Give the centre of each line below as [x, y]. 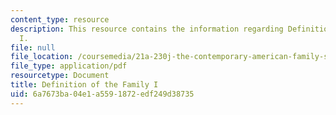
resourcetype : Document [60, 76]
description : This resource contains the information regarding [147, 29]
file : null [33, 47]
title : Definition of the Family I [84, 85]
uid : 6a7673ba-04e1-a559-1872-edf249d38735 [102, 94]
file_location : [42, 57]
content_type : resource [60, 19]
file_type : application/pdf [69, 66]
